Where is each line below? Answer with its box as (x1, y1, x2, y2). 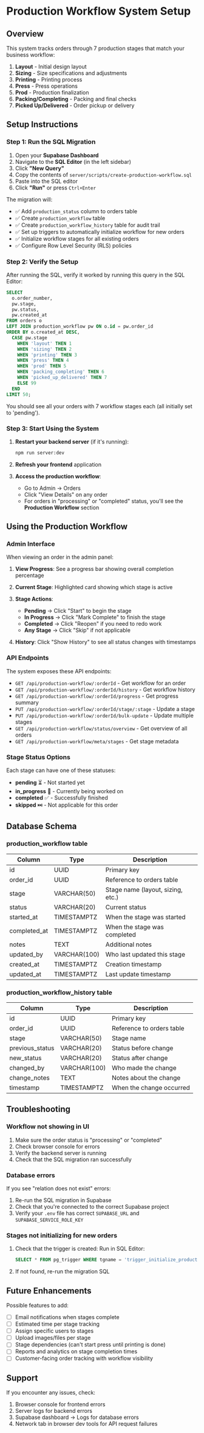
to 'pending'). (6, 409, 41, 416)
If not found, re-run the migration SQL (15, 1268, 110, 1275)
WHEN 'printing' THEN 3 (17, 352, 78, 358)
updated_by (9, 950, 44, 958)
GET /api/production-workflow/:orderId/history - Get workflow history (15, 685, 195, 693)
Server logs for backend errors (15, 1407, 93, 1415)
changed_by (9, 1064, 45, 1072)
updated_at (9, 970, 41, 978)
